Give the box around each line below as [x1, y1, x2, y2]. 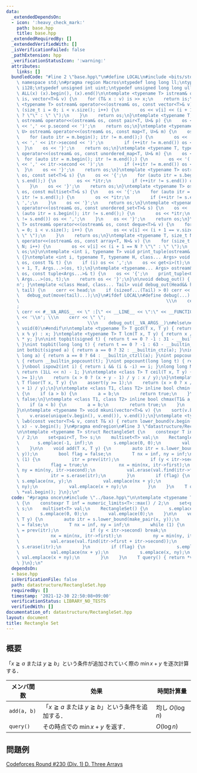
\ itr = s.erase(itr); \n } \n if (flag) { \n [16, 473, 191, 479]
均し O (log [155, 704, 185, 712]
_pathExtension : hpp [11, 52, 62, 58]
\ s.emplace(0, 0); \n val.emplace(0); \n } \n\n [16, 511, 177, 517]
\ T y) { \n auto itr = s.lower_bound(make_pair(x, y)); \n [16, 516, 180, 523]
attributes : [11, 63, 41, 69]
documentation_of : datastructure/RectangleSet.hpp [6, 609, 133, 616]
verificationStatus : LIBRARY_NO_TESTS [11, 599, 107, 604]
